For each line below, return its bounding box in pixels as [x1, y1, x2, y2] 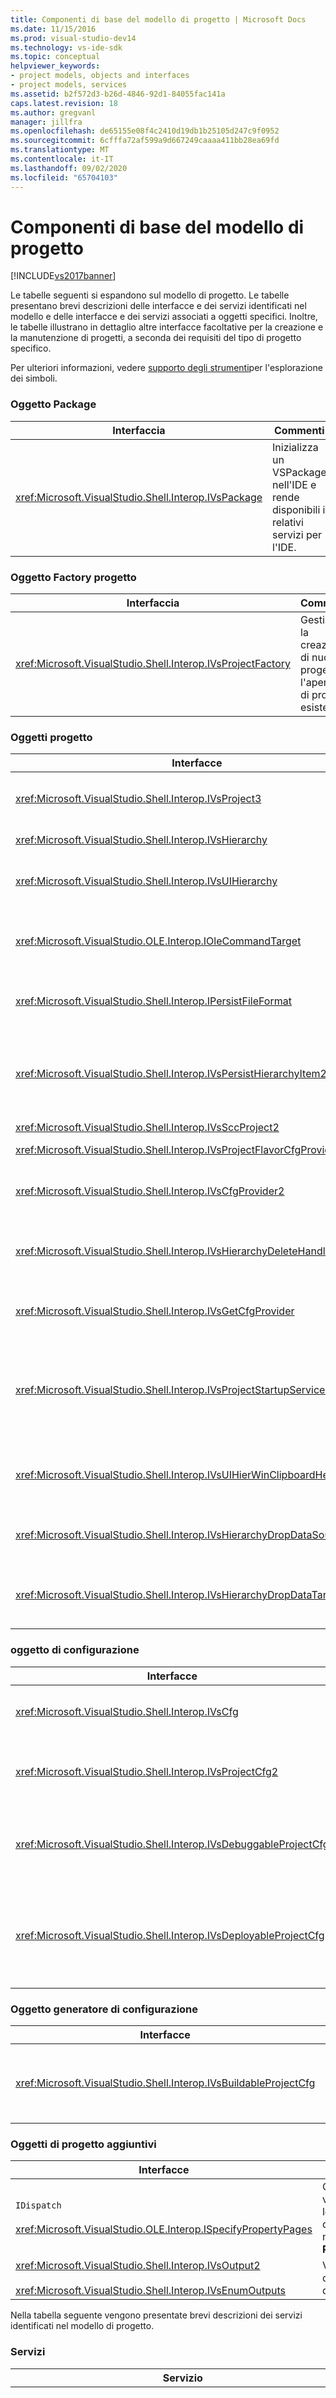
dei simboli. [10, 372, 58, 385]
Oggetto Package [10, 397, 97, 411]
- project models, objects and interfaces [10, 71, 190, 81]
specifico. [10, 342, 52, 355]
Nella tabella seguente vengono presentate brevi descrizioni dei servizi [10, 2309, 303, 2321]
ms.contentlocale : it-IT [10, 154, 114, 164]
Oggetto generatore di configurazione [10, 2002, 199, 2016]
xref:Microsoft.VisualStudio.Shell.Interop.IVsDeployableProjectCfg [15, 1928, 325, 1942]
